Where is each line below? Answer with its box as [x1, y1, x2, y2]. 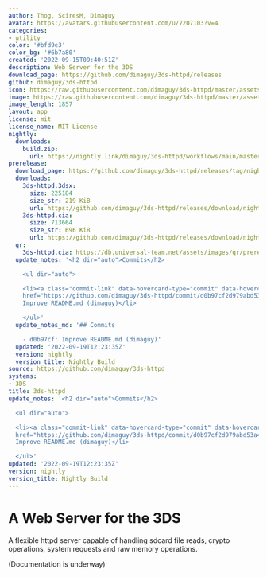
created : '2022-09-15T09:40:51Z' [8, 57, 119, 64]
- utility [8, 33, 41, 42]
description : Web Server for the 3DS [8, 64, 133, 72]
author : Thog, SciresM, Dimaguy [8, 11, 115, 20]
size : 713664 [29, 219, 73, 227]
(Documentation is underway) [8, 559, 106, 569]
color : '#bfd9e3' [8, 41, 66, 49]
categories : [8, 26, 48, 34]
